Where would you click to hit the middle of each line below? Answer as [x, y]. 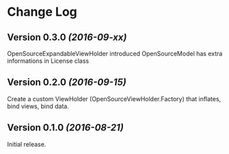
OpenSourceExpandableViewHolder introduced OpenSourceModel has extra [115, 53]
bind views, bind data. [38, 106]
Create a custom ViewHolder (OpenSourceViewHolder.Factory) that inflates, [114, 99]
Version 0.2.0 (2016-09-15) [67, 82]
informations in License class [48, 61]
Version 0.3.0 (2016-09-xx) [67, 37]
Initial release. [27, 144]
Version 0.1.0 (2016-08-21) [66, 128]
